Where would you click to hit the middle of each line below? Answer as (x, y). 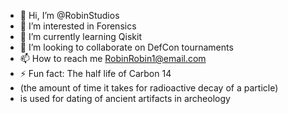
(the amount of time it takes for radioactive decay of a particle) (149, 88)
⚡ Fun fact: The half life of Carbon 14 (95, 73)
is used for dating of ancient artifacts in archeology (125, 98)
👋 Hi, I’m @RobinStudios (69, 15)
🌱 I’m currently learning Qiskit (80, 36)
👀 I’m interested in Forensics (78, 26)
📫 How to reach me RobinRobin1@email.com (113, 58)
